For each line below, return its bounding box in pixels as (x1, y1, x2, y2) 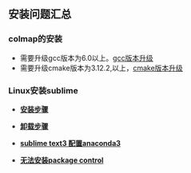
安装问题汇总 (8, 7, 72, 22)
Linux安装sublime (8, 85, 78, 96)
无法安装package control (19, 155, 104, 165)
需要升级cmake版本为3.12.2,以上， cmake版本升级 (19, 63, 184, 73)
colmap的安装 (8, 33, 62, 45)
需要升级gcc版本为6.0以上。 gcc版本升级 (19, 53, 153, 62)
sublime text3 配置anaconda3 (19, 138, 121, 147)
